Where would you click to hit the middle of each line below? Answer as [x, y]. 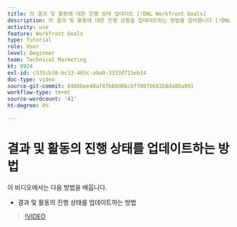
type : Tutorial [30, 40]
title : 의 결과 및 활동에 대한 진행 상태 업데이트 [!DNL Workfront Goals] [107, 14]
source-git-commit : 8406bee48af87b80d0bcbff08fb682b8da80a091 [101, 86]
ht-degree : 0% [28, 106]
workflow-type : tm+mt [39, 92]
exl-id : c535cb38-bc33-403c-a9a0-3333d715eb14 [77, 73]
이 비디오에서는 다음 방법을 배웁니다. [57, 187]
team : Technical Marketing [47, 60]
